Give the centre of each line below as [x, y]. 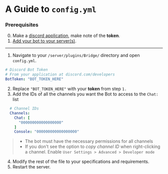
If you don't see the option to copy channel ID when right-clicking [92, 146]
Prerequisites [22, 25]
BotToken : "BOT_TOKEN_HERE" [34, 79]
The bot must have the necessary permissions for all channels [89, 141]
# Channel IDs [24, 108]
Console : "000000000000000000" [47, 132]
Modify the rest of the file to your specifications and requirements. [81, 161]
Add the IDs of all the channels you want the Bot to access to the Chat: [85, 94]
